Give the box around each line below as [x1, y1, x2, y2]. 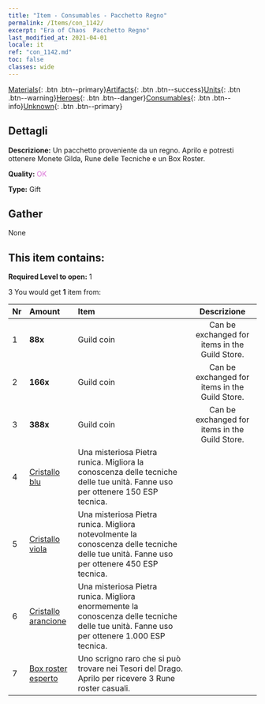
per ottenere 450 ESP [77, 559, 159, 570]
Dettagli [8, 124, 48, 138]
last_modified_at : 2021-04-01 [8, 33, 108, 42]
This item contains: [8, 250, 105, 265]
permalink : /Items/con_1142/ [8, 19, 104, 27]
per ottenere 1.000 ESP [77, 631, 166, 642]
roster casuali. [77, 683, 130, 694]
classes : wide [8, 63, 55, 71]
